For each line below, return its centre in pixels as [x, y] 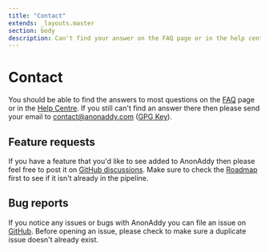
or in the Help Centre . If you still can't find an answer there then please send [134, 108]
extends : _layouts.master [51, 23]
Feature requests [52, 142]
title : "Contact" [37, 16]
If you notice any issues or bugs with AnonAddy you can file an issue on [127, 222]
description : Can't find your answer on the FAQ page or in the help [127, 38]
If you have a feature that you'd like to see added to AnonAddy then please [132, 161]
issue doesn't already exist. [53, 239]
